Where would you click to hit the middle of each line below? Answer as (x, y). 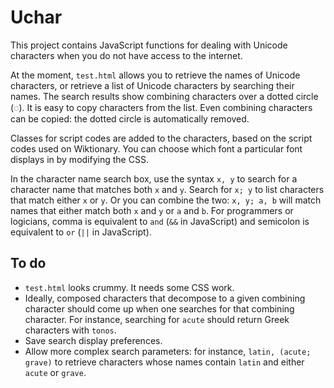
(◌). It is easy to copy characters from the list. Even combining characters (161, 107)
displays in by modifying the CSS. (79, 159)
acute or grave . (55, 372)
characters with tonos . (70, 330)
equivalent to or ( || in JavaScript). (81, 232)
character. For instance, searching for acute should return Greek (157, 319)
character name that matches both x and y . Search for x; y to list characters (167, 189)
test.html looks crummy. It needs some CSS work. (129, 287)
